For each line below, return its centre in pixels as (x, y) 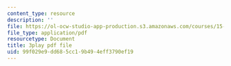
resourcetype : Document (41, 39)
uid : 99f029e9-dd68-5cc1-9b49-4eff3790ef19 (70, 52)
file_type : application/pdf (47, 33)
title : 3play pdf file (40, 45)
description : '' (30, 20)
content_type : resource (41, 13)
